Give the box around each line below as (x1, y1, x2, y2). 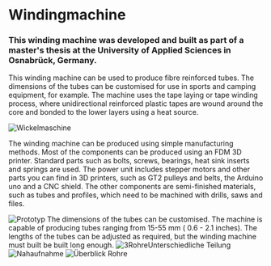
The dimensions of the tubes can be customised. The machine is (47, 214, 263, 224)
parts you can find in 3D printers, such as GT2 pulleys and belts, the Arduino (8, 173, 264, 183)
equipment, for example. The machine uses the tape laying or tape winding (8, 91, 259, 100)
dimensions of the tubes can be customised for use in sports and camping (8, 82, 256, 91)
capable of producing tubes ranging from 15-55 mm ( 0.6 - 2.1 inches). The (8, 223, 257, 233)
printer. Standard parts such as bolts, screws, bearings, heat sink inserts (8, 156, 250, 166)
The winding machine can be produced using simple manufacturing (8, 139, 234, 149)
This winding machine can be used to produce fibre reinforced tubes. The (8, 73, 255, 82)
